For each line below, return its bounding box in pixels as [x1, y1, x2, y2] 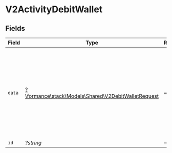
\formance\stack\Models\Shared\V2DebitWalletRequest [25, 93, 159, 99]
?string [25, 139, 42, 146]
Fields [5, 24, 26, 33]
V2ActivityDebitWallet [5, 4, 103, 15]
